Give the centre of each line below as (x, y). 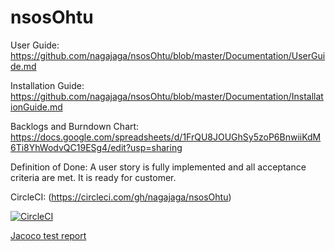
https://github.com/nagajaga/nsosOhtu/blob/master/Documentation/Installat (167, 96)
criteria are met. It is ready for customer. (93, 177)
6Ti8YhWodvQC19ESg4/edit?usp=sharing (96, 147)
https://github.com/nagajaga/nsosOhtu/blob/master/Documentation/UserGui (168, 55)
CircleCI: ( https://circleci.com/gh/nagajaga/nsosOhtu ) (121, 197)
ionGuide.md (36, 107)
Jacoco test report (48, 235)
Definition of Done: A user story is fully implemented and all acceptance (158, 167)
